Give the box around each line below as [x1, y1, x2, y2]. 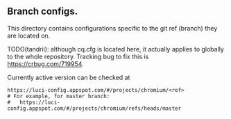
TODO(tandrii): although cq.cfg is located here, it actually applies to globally [7, 45, 224, 53]
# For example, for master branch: [7, 93, 110, 100]
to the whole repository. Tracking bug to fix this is [7, 52, 149, 61]
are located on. [7, 31, 51, 40]
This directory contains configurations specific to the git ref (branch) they [7, 24, 218, 32]
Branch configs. [7, 6, 78, 17]
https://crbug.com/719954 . [7, 59, 85, 68]
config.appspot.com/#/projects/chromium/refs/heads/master [7, 104, 182, 112]
